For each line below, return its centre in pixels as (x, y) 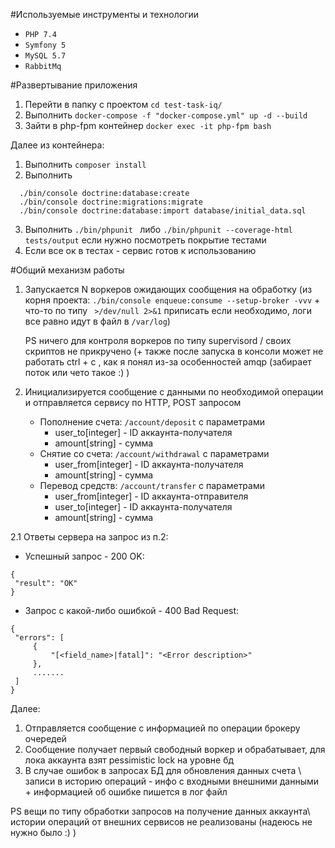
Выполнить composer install (85, 164)
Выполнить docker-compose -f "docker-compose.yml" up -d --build (166, 115)
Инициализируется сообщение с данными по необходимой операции (174, 392)
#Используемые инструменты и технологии (105, 14)
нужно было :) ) (43, 832)
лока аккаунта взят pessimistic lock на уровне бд (129, 760)
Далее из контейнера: (57, 145)
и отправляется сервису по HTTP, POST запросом (133, 402)
